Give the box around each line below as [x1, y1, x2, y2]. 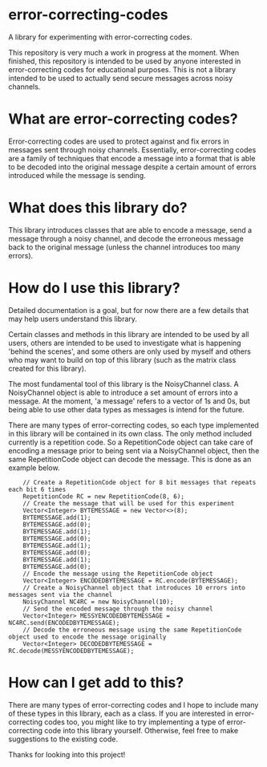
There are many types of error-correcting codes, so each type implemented [8, 420, 259, 430]
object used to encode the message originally [8, 632, 167, 641]
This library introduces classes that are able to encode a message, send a [8, 225, 253, 234]
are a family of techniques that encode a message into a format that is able [8, 153, 256, 163]
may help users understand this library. [8, 314, 138, 323]
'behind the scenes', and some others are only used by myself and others [8, 347, 251, 356]
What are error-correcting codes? [8, 110, 238, 128]
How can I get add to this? [8, 673, 184, 692]
